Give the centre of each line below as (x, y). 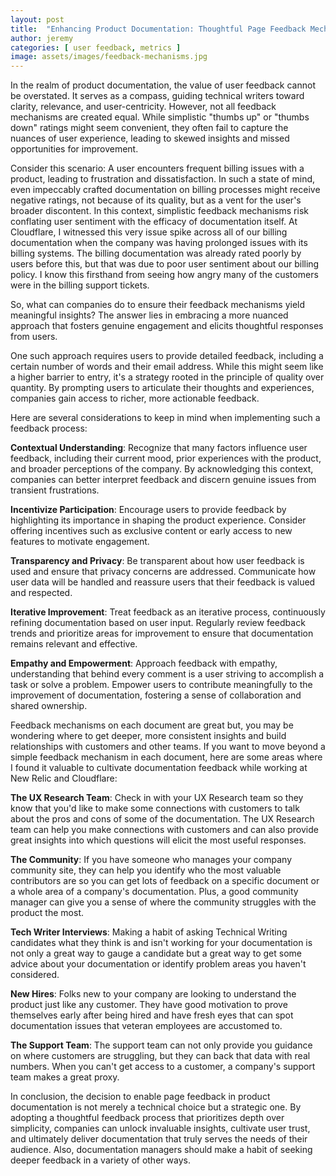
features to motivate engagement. (80, 542)
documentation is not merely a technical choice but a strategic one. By (156, 1107)
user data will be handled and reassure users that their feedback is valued (163, 582)
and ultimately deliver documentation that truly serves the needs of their (159, 1139)
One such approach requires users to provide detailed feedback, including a (167, 356)
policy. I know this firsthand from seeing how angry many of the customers (164, 275)
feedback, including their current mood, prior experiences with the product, (166, 458)
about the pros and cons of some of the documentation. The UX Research (162, 819)
